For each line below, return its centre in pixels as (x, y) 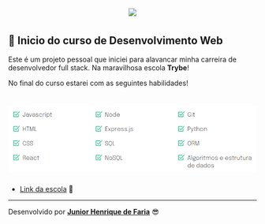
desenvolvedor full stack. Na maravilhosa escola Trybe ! (99, 68)
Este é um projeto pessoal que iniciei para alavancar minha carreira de (122, 59)
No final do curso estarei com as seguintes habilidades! (98, 83)
